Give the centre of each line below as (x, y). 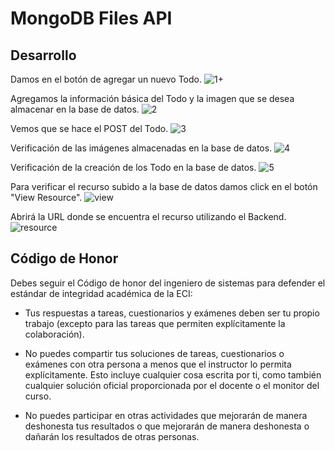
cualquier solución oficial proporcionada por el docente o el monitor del (172, 385)
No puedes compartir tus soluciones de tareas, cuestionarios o (154, 353)
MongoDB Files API (91, 18)
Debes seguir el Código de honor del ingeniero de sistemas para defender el (168, 283)
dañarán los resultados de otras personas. (112, 436)
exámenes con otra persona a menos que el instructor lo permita (158, 364)
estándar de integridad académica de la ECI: (101, 293)
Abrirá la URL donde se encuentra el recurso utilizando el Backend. (148, 216)
